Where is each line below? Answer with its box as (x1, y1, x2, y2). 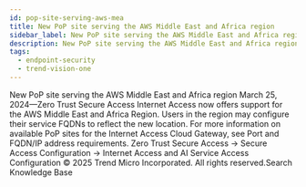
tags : (9, 47, 30, 57)
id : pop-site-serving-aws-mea (9, 13, 125, 23)
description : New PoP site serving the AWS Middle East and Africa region (9, 38, 300, 48)
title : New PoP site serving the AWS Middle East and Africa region (9, 22, 275, 31)
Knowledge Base (9, 166, 73, 178)
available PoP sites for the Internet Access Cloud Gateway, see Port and (9, 128, 280, 139)
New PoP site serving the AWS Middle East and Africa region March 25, (9, 88, 278, 100)
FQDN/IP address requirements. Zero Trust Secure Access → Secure (9, 138, 268, 149)
